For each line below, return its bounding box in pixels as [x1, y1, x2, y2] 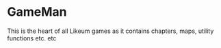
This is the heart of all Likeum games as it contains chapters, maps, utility [7, 27, 214, 35]
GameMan [7, 4, 67, 20]
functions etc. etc [7, 34, 57, 42]
